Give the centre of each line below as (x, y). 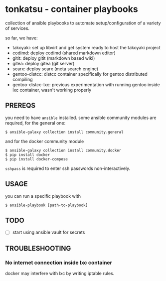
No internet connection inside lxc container (59, 263)
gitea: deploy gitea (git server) (43, 63)
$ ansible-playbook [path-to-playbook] (47, 205)
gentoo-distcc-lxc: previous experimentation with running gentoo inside (86, 84)
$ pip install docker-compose (37, 159)
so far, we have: (21, 38)
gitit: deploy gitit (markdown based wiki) (54, 58)
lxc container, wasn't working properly (52, 90)
